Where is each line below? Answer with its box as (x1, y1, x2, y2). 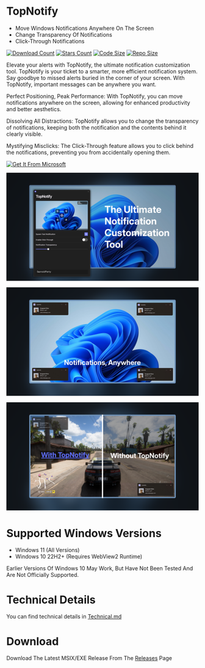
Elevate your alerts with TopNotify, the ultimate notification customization (6, 61, 190, 68)
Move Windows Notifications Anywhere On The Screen (15, 24, 154, 32)
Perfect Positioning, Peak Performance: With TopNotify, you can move (6, 92, 183, 100)
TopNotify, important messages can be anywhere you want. (6, 81, 157, 88)
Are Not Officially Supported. (6, 571, 79, 579)
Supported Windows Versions (6, 526, 162, 540)
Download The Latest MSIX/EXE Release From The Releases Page (6, 655, 173, 662)
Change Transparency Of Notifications (15, 31, 113, 38)
